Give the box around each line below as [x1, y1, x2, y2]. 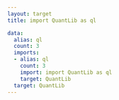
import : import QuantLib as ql [20, 68, 113, 76]
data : [7, 30, 23, 37]
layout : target [7, 10, 52, 18]
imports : [13, 49, 40, 56]
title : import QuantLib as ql [7, 17, 97, 24]
